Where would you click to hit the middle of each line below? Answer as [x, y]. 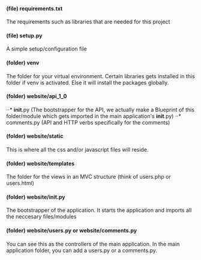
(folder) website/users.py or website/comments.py [71, 231]
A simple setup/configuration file [46, 49]
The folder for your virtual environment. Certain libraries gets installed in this [100, 76]
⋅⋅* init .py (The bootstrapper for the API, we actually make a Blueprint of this [100, 110]
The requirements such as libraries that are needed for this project [88, 22]
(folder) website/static [35, 136]
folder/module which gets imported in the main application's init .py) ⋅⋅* [94, 116]
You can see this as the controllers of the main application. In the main [93, 244]
